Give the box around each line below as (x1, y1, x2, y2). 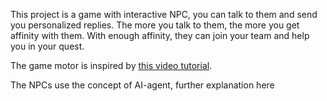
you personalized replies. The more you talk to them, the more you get (10, 19, 300, 31)
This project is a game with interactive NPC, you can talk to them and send (10, 9, 318, 20)
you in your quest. (10, 40, 85, 52)
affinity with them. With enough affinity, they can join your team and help (10, 30, 310, 41)
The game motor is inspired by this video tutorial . (10, 60, 213, 71)
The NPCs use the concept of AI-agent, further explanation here (10, 79, 275, 91)
